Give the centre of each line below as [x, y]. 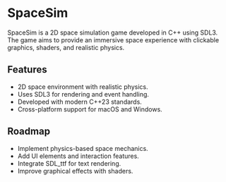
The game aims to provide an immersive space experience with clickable [113, 40]
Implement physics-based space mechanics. [83, 148]
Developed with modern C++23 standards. [80, 102]
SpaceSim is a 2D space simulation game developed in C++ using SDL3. [113, 32]
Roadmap [29, 132]
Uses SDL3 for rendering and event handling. [83, 94]
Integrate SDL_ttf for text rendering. [69, 163]
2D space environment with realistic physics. [83, 87]
